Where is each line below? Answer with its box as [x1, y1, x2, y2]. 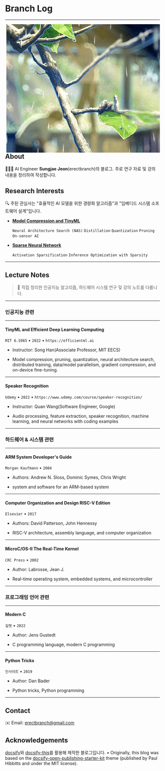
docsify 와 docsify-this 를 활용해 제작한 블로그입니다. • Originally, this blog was [5, 749, 159, 755]
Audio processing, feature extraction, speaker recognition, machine [12, 413, 149, 419]
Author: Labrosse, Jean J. [12, 566, 65, 572]
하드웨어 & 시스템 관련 [5, 436, 54, 443]
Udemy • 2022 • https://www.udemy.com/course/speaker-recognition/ [5, 394, 142, 400]
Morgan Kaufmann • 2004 [5, 465, 52, 471]
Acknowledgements [5, 736, 68, 744]
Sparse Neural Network [12, 242, 61, 248]
